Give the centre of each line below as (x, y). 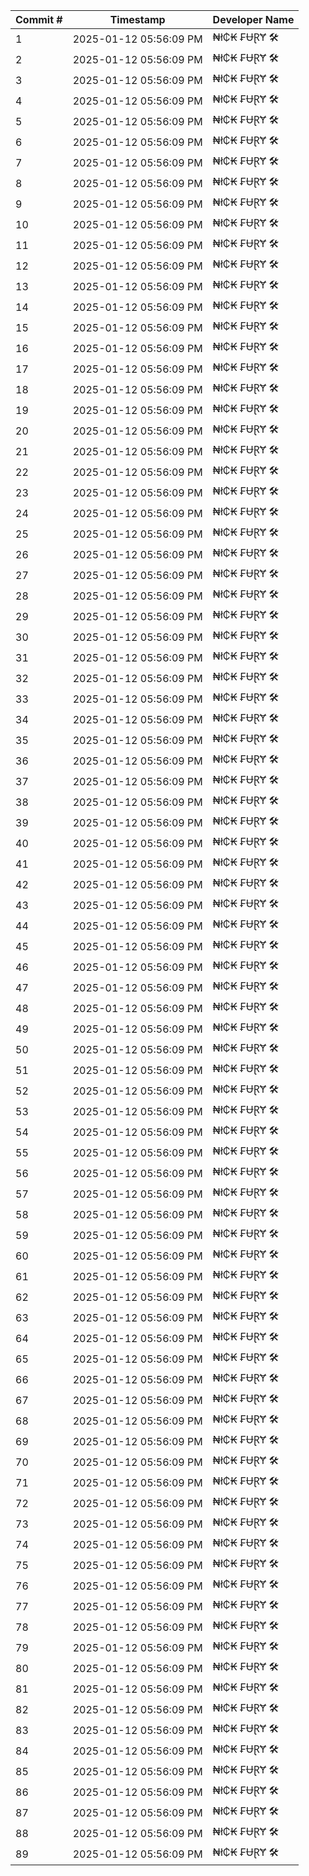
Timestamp (137, 19)
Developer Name (253, 19)
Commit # (39, 19)
